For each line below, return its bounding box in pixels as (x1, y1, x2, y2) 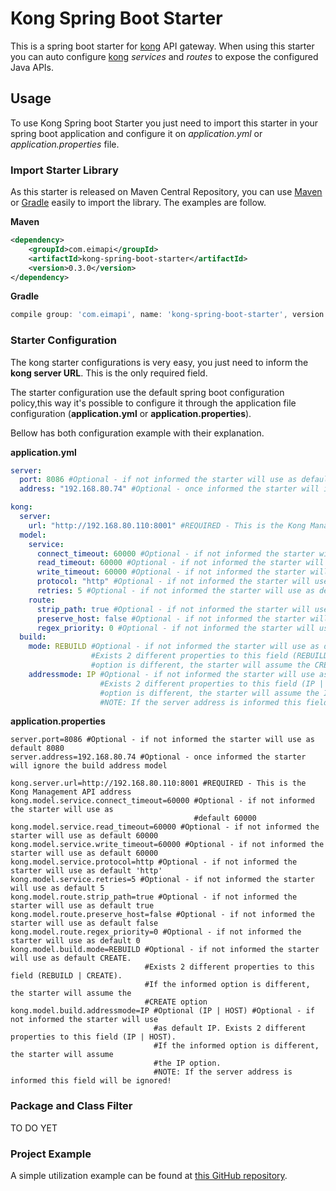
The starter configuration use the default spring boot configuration (10, 386, 285, 398)
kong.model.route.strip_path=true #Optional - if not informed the (10, 892, 298, 902)
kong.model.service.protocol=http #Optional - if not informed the (10, 857, 298, 867)
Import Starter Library (10, 163, 119, 177)
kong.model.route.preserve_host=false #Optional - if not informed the (10, 910, 315, 920)
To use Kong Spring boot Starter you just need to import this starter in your (10, 117, 319, 129)
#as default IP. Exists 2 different (153, 1023, 307, 1034)
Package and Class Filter (10, 1099, 133, 1113)
